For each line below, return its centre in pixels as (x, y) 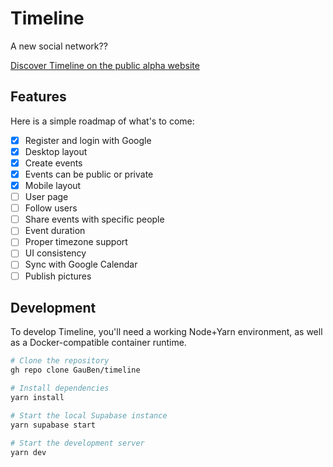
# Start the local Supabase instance (89, 415)
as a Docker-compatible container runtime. (98, 343)
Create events (53, 163)
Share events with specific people (94, 219)
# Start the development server (77, 443)
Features (38, 97)
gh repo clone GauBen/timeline (75, 370)
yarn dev (28, 452)
